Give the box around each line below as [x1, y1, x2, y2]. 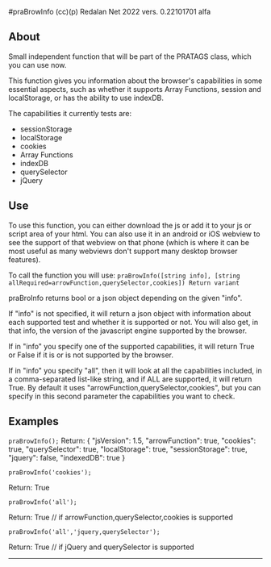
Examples [8, 415, 59, 428]
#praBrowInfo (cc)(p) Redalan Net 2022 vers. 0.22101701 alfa [8, 7, 211, 16]
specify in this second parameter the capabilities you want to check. [8, 391, 236, 401]
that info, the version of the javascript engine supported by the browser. [8, 326, 248, 336]
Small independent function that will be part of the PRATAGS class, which [8, 52, 252, 61]
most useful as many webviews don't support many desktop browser [8, 246, 238, 256]
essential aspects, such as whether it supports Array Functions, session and [8, 84, 262, 94]
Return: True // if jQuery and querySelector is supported [8, 542, 195, 552]
